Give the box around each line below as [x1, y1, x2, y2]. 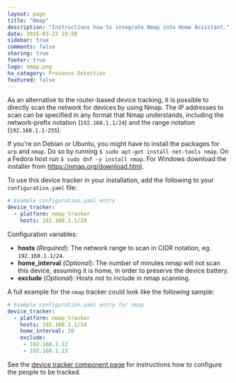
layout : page [7, 10, 46, 18]
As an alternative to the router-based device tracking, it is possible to [7, 96, 209, 104]
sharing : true [7, 50, 50, 57]
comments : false [7, 43, 55, 50]
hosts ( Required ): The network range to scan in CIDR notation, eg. [17, 243, 211, 252]
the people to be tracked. [7, 367, 82, 376]
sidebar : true [7, 37, 50, 44]
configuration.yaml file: [7, 184, 77, 192]
